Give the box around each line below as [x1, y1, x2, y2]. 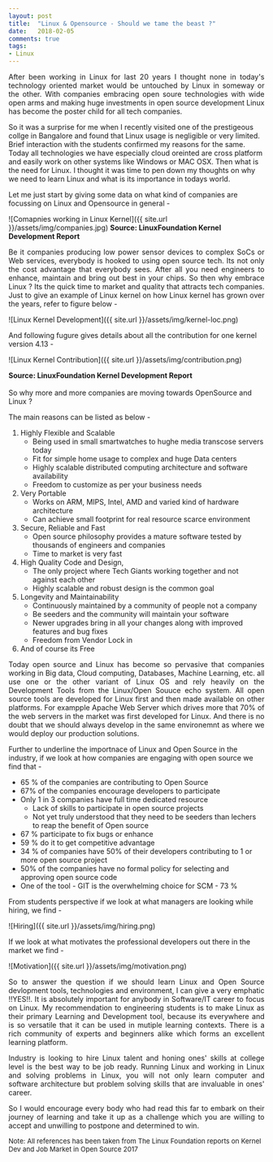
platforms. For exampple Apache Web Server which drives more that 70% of [8, 703, 265, 712]
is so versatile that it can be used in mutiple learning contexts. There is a [8, 1021, 265, 1030]
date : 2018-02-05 [8, 27, 75, 35]
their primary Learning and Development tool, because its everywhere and [8, 1012, 265, 1021]
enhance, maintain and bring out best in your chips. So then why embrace [8, 273, 265, 283]
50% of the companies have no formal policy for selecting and [19, 864, 230, 874]
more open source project [19, 855, 108, 865]
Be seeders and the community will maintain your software [32, 609, 229, 618]
